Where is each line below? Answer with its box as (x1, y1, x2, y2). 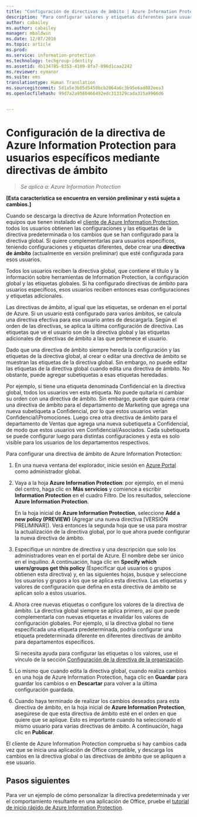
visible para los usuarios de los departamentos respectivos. (6, 438, 150, 446)
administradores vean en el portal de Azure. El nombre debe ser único (14, 552, 184, 559)
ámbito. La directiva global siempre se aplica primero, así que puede (14, 607, 180, 614)
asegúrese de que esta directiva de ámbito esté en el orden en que (14, 709, 177, 717)
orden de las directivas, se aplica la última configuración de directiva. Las (6, 322, 184, 329)
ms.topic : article (6, 42, 51, 48)
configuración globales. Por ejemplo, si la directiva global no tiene (14, 620, 174, 627)
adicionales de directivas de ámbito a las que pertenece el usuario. (6, 334, 168, 341)
